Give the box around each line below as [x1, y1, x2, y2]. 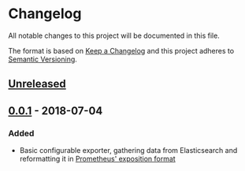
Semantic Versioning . [8, 54, 77, 64]
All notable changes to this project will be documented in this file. [8, 31, 221, 40]
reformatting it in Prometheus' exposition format [19, 154, 176, 164]
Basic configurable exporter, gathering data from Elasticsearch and [19, 146, 238, 155]
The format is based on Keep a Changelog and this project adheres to [8, 46, 235, 55]
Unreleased [8, 77, 67, 91]
